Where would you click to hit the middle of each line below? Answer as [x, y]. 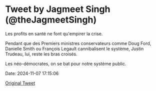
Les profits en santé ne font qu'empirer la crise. [54, 33]
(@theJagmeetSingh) [51, 20]
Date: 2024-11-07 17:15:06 [32, 73]
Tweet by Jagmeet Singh [58, 9]
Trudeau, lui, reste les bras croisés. [41, 54]
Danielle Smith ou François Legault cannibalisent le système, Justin [74, 48]
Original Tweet [20, 83]
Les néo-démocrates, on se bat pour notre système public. [66, 63]
